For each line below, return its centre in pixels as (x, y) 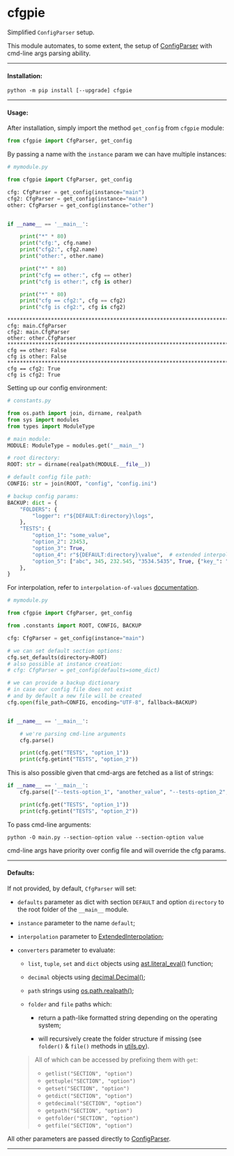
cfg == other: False (37, 351)
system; (49, 1025)
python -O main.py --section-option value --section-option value (106, 837)
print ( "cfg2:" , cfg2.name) (59, 250)
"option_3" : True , (59, 548)
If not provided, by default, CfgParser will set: (72, 888)
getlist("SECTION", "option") (89, 1074)
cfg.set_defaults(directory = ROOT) (57, 657)
